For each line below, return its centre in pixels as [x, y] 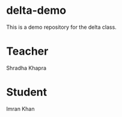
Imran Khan [20, 109]
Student [27, 92]
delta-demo [36, 10]
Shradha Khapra [26, 68]
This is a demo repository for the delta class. [62, 27]
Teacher [27, 51]
